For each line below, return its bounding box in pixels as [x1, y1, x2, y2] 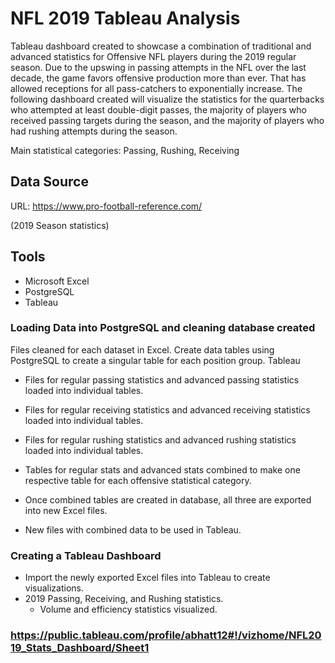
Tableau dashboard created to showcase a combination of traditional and [10, 40, 312, 52]
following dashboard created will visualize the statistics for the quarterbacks [10, 93, 325, 105]
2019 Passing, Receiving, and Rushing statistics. [24, 593, 224, 605]
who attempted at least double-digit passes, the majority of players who [10, 103, 307, 116]
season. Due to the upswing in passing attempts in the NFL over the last [10, 61, 307, 73]
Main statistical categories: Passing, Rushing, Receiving [10, 144, 240, 156]
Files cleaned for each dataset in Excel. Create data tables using [10, 343, 275, 356]
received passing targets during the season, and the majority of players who [10, 114, 325, 126]
